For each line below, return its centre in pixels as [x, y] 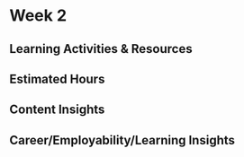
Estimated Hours [57, 78]
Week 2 [38, 16]
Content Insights [57, 110]
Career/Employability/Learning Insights [122, 140]
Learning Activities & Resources [101, 49]
